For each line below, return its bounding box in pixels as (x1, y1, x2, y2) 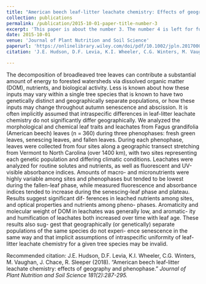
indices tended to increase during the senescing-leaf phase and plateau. (6, 188, 190, 195)
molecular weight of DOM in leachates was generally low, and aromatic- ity (6, 207, 196, 215)
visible (6, 168, 23, 176)
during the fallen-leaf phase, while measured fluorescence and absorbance (6, 181, 197, 189)
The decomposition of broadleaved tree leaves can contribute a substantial (6, 71, 196, 78)
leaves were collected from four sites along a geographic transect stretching (6, 142, 200, 150)
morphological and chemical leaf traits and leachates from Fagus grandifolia (6, 123, 199, 130)
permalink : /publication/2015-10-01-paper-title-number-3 (6, 20, 158, 26)
